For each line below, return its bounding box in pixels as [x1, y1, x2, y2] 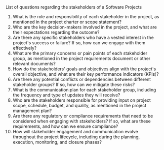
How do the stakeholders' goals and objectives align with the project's [12, 66, 156, 72]
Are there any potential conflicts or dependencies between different [12, 76, 151, 82]
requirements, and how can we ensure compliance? [12, 123, 118, 129]
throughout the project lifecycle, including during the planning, [12, 134, 140, 140]
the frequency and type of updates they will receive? [12, 92, 121, 98]
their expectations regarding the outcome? [12, 30, 100, 35]
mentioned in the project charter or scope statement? [12, 19, 122, 25]
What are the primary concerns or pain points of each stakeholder [12, 50, 148, 56]
